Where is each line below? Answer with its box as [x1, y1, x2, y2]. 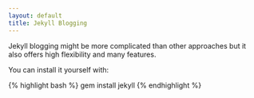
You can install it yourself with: [8, 65, 109, 74]
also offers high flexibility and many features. [8, 49, 157, 59]
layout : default [8, 11, 62, 20]
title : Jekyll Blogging [8, 19, 88, 27]
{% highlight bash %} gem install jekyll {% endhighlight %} [8, 80, 202, 90]
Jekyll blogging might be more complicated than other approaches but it [8, 41, 246, 50]
